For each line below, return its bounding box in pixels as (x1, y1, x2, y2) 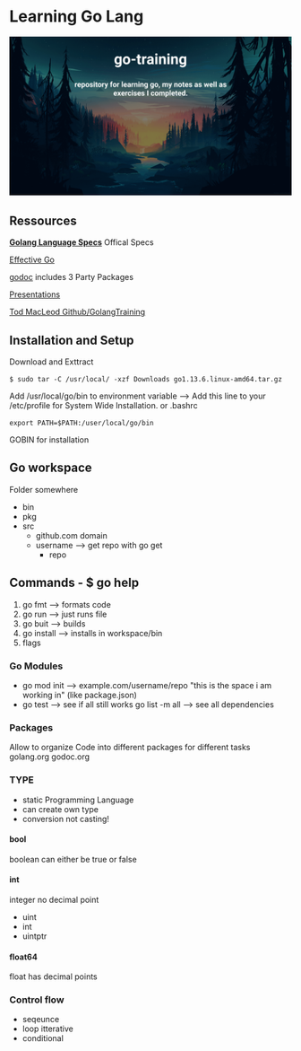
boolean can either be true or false (9, 854, 137, 864)
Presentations (9, 289, 61, 300)
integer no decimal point (9, 894, 99, 905)
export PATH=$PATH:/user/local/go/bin (9, 419, 154, 428)
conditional (21, 1033, 64, 1044)
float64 (9, 951, 38, 962)
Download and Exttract (9, 356, 94, 367)
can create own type (21, 803, 99, 814)
